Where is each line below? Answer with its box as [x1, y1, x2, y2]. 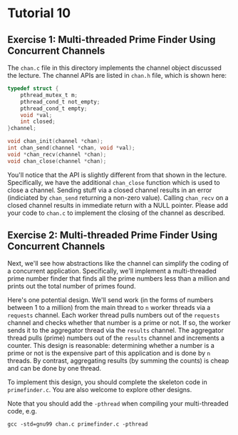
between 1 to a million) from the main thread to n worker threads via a [7, 304, 211, 312]
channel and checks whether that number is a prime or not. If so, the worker [7, 319, 231, 327]
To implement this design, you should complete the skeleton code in [7, 378, 208, 386]
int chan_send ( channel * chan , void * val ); [7, 144, 135, 151]
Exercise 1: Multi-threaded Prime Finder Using [7, 34, 216, 46]
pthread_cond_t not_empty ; [20, 98, 100, 105]
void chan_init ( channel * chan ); [7, 138, 103, 145]
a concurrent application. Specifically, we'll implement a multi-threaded [7, 266, 217, 276]
